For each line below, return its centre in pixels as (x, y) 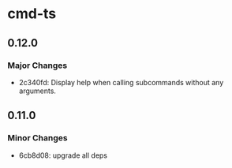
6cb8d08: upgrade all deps (63, 155)
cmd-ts (32, 14)
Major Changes (37, 65)
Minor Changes (37, 138)
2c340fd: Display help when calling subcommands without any (121, 82)
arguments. (37, 91)
